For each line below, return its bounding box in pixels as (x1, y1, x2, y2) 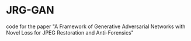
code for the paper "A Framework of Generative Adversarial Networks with (6, 23, 186, 30)
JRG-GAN (6, 4, 54, 17)
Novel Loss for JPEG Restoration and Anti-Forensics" (6, 29, 134, 36)
